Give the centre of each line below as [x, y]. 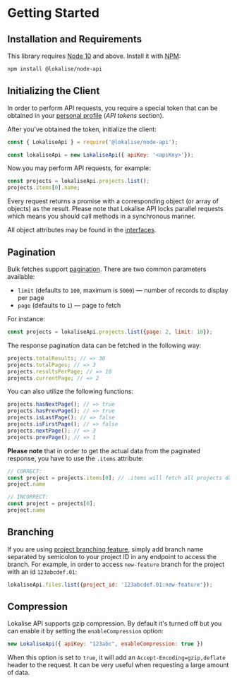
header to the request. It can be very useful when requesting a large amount [118, 665]
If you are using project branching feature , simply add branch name [105, 549]
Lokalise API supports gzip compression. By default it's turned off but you [115, 623]
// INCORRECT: [28, 497]
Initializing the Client [54, 91]
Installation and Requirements [75, 39]
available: [21, 276]
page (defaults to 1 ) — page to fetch [69, 305]
